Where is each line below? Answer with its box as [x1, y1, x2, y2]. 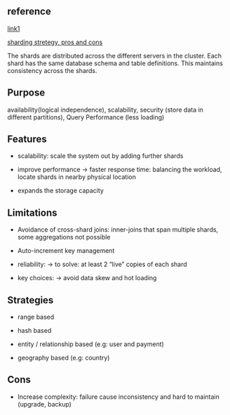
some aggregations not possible [17, 233, 111, 242]
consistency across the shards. [7, 66, 97, 74]
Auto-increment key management [17, 246, 115, 255]
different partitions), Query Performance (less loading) [7, 112, 165, 121]
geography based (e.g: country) [17, 354, 110, 362]
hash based [17, 327, 52, 335]
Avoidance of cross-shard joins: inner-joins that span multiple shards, [17, 225, 219, 234]
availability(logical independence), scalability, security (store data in [7, 105, 203, 114]
